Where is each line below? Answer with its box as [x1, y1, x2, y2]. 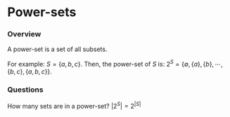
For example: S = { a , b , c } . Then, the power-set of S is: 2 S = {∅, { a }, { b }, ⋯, [7, 59, 223, 69]
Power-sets [7, 4, 77, 20]
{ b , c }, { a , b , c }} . [7, 67, 53, 76]
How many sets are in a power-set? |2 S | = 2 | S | [7, 101, 141, 111]
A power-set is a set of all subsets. [7, 45, 108, 53]
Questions [7, 85, 44, 95]
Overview [7, 29, 41, 39]
